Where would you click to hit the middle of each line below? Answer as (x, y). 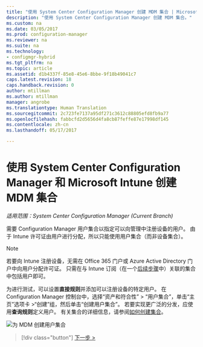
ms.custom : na (24, 23)
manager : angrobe (28, 102)
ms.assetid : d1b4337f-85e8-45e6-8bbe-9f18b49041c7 (71, 74)
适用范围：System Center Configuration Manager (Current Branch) (90, 215)
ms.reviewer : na (27, 40)
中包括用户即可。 (27, 276)
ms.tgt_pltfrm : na (29, 62)
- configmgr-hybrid (31, 57)
